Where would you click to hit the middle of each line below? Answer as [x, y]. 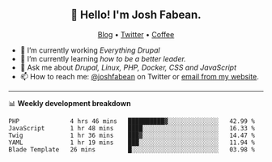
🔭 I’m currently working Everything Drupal [90, 50]
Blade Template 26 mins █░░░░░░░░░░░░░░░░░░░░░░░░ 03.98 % [132, 149]
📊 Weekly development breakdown [70, 103]
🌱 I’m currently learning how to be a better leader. [103, 58]
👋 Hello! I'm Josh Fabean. [136, 15]
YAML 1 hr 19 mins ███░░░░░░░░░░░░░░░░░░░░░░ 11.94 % [132, 143]
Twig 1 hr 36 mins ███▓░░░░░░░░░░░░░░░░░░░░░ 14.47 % [132, 135]
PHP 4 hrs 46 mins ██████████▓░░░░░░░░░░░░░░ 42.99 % [132, 121]
